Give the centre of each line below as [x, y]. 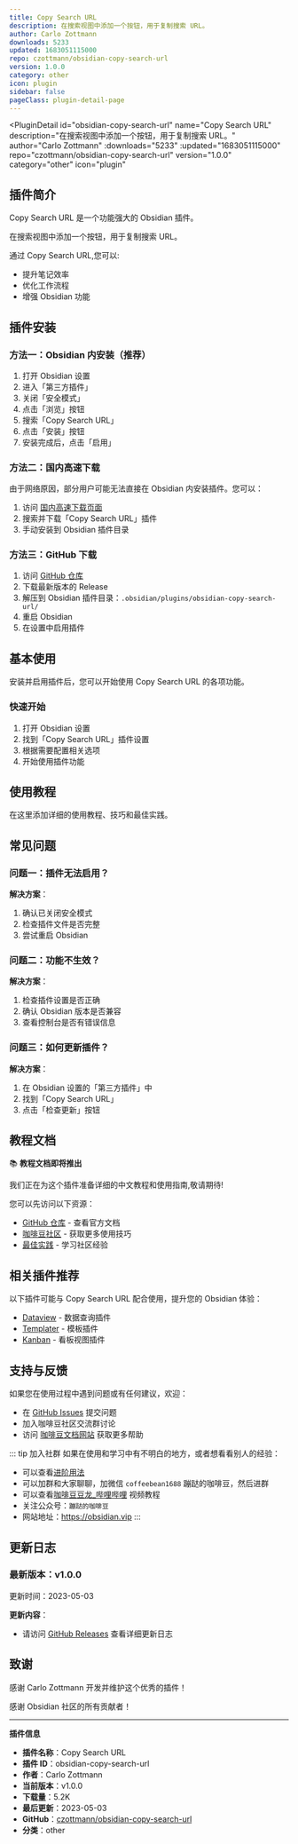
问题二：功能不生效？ [55, 960]
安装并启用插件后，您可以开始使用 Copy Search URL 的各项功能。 [129, 682]
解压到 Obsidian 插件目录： [71, 598]
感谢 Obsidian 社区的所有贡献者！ [71, 1706]
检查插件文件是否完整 [61, 924]
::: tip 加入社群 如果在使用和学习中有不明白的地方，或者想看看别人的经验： [145, 1453]
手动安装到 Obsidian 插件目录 [75, 530]
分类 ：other [43, 1830]
